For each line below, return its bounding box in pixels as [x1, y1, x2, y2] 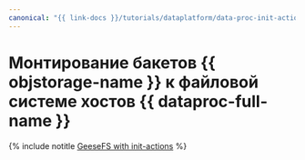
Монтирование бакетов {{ [8, 52, 216, 73]
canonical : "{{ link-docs [8, 13, 107, 23]
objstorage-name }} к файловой [8, 72, 259, 92]
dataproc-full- [158, 91, 268, 112]
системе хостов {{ [8, 91, 155, 112]
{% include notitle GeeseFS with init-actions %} [8, 140, 188, 151]
